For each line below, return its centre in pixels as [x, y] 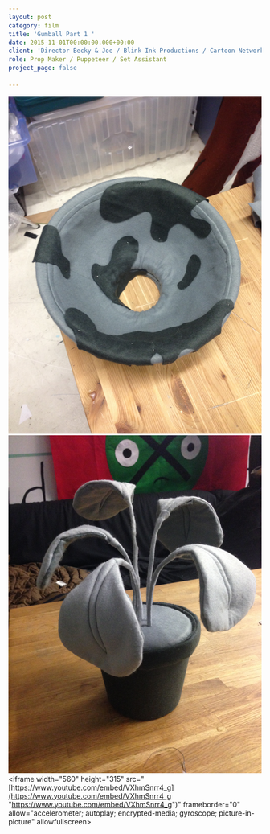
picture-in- [237, 813]
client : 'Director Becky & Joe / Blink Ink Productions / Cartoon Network [136, 51]
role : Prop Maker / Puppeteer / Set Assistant [88, 60]
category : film [34, 25]
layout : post [30, 17]
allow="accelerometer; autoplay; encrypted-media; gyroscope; [113, 813]
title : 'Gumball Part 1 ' [51, 34]
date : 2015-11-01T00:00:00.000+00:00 [72, 43]
